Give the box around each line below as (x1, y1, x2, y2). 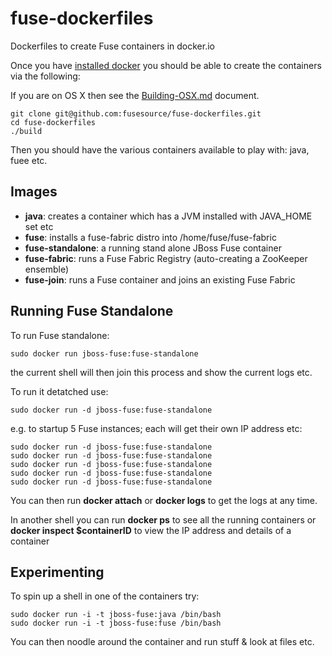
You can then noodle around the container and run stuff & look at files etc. (10, 636, 315, 648)
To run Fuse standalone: (10, 329, 110, 341)
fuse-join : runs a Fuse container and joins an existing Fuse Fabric (24, 273, 296, 286)
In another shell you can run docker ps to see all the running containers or (10, 513, 317, 526)
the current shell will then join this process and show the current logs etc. (10, 366, 313, 378)
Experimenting (10, 563, 105, 581)
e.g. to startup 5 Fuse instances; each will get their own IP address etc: (10, 422, 303, 434)
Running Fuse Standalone (10, 303, 174, 320)
